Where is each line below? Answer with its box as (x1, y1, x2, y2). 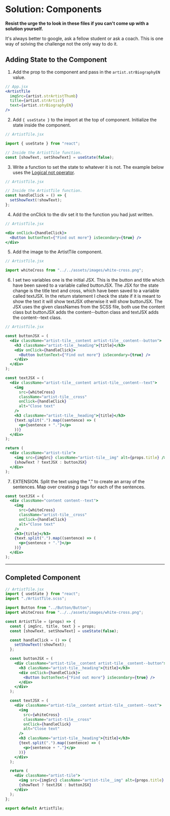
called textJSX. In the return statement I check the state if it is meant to (12, 293, 161, 299)
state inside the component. (12, 122, 71, 128)
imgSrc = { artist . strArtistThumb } (10, 94, 78, 99)
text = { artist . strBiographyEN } (10, 103, 73, 108)
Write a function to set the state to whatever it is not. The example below (12, 164, 164, 170)
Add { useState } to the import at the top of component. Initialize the (12, 117, 157, 122)
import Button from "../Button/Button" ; (5, 605, 92, 610)
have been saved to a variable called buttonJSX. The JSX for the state (12, 282, 159, 289)
